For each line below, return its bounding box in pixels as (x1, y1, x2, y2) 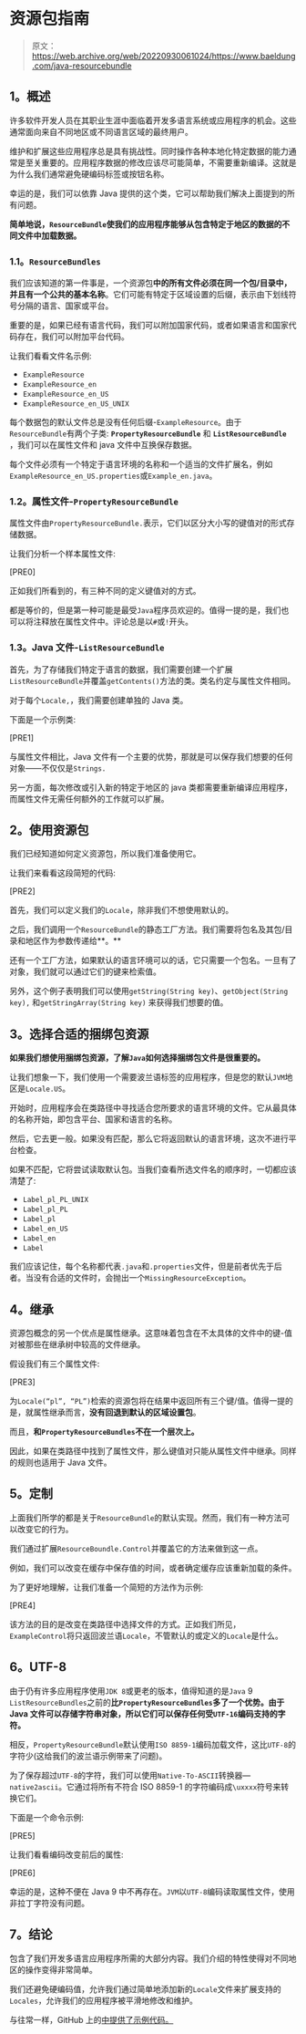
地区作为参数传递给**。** (25, 936, 122, 947)
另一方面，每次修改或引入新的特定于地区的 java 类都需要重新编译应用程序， (9, 782, 293, 793)
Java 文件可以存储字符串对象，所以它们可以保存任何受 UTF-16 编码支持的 (9, 1707, 278, 1719)
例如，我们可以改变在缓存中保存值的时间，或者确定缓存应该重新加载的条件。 (9, 1562, 297, 1573)
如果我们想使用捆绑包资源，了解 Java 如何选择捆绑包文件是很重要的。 (9, 1053, 266, 1064)
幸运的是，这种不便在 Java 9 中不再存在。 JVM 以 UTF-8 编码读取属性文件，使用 (9, 1885, 296, 1897)
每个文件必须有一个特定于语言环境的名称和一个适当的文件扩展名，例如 (9, 459, 273, 470)
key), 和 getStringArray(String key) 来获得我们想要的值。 (9, 997, 229, 1008)
